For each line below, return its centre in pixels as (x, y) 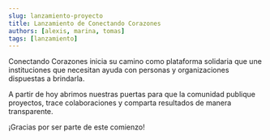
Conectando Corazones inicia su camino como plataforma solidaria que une (135, 62)
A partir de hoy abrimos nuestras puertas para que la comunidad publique (132, 95)
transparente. (31, 112)
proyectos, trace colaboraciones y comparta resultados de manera (120, 103)
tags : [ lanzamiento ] (43, 38)
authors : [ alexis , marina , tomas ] (67, 31)
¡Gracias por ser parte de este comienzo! (77, 127)
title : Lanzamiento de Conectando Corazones (85, 23)
